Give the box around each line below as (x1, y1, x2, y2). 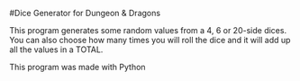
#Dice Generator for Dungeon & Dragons (9, 8, 160, 18)
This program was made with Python (9, 62, 146, 72)
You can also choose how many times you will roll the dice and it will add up (9, 35, 291, 45)
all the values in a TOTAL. (9, 44, 104, 55)
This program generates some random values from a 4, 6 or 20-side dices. (9, 25, 286, 35)
